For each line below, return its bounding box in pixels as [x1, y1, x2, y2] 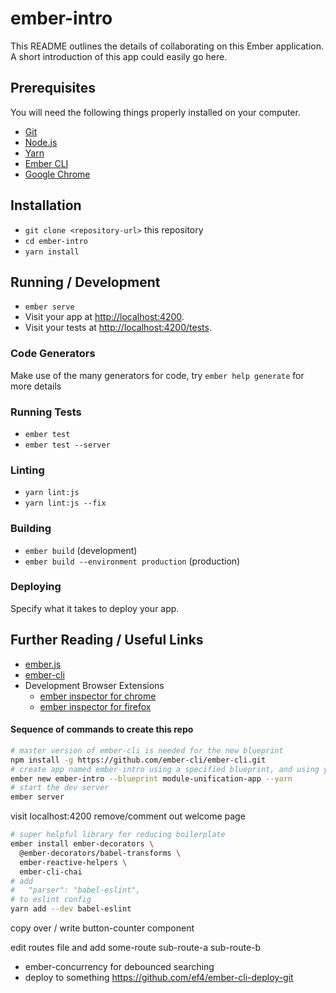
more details [10, 380, 62, 392]
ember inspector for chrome [39, 690, 157, 702]
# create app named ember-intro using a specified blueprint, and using [10, 764, 320, 774]
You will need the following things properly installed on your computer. [10, 106, 301, 118]
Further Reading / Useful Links [10, 632, 204, 649]
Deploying [10, 580, 62, 594]
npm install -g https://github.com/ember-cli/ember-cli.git [10, 755, 267, 765]
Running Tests [10, 405, 82, 419]
